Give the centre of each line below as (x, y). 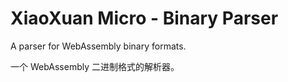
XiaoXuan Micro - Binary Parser (144, 18)
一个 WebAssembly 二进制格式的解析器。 (95, 66)
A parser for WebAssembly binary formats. (98, 46)
